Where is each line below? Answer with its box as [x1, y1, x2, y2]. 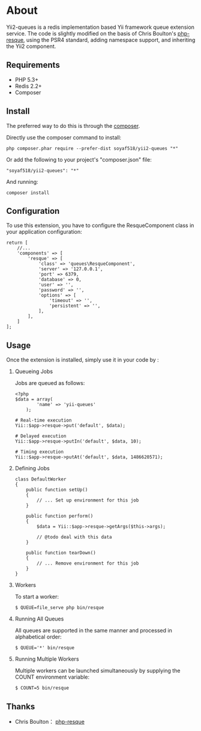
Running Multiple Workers [14, 655, 79, 663]
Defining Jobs [14, 465, 50, 472]
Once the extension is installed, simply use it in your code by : [6, 356, 159, 363]
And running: [6, 178, 38, 185]
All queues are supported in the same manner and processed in [14, 627, 172, 634]
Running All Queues [14, 615, 64, 622]
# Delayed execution [14, 433, 67, 439]
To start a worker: [14, 593, 59, 601]
